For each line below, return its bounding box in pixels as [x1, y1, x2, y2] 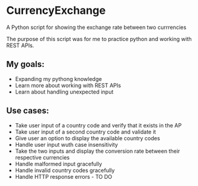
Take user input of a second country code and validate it [15, 128, 156, 135]
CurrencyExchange [6, 4, 106, 18]
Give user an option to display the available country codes [15, 134, 160, 142]
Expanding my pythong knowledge [15, 75, 102, 82]
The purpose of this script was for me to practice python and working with [6, 35, 192, 42]
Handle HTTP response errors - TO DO [15, 173, 113, 180]
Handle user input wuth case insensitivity [15, 141, 118, 148]
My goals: [6, 59, 45, 69]
